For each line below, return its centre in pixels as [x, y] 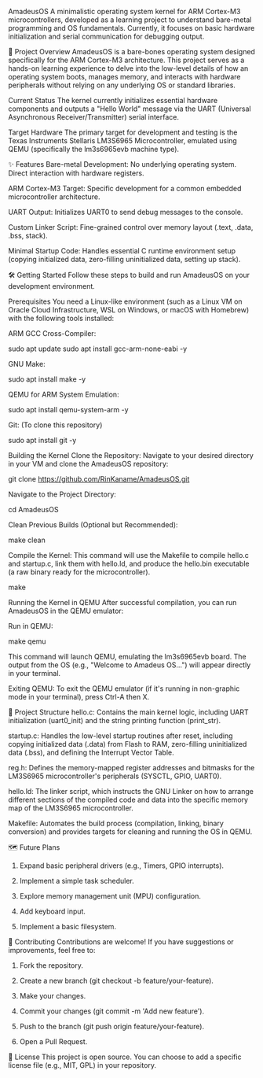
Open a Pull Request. [53, 1041]
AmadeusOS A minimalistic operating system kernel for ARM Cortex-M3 [124, 11]
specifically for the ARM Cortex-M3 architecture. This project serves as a [126, 60]
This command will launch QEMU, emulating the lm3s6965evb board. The [127, 657]
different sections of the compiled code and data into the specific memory [128, 799]
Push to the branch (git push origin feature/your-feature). [112, 1026]
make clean [27, 540]
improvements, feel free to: [52, 950]
